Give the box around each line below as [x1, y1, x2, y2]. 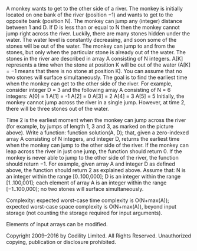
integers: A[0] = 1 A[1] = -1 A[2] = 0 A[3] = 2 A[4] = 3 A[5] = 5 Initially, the [6, 93, 185, 100]
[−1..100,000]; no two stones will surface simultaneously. [6, 186, 144, 192]
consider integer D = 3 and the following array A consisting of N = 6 [6, 87, 171, 93]
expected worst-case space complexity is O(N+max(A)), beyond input [6, 203, 177, 210]
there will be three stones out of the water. [6, 105, 109, 112]
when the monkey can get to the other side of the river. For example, [6, 80, 173, 87]
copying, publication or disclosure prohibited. [6, 239, 116, 245]
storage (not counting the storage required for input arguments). [6, 209, 163, 216]
